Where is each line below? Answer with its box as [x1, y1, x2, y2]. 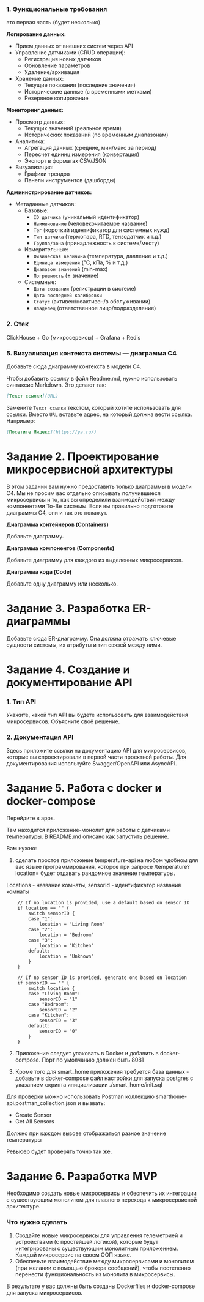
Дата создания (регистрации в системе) [33, 285, 136, 292]
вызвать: [82, 1099, 106, 1107]
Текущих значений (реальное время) [24, 125, 122, 132]
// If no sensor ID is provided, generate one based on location [17, 975, 188, 981]
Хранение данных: [15, 75, 64, 83]
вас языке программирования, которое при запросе [15, 863, 153, 871]
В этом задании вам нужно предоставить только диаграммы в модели [6, 483, 192, 490]
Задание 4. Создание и [6, 663, 130, 676]
